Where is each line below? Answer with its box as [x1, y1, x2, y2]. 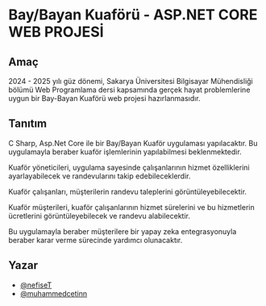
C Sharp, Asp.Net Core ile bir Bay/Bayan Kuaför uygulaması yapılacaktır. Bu [8, 138, 258, 148]
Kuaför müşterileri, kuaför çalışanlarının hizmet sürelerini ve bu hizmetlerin [8, 202, 256, 212]
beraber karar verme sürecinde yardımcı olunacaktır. [8, 235, 183, 245]
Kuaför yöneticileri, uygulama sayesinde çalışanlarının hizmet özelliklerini [8, 162, 250, 172]
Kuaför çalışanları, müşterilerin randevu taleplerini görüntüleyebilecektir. [8, 187, 247, 196]
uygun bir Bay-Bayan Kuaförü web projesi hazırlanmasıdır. [8, 94, 201, 103]
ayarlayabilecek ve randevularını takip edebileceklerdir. [8, 171, 191, 181]
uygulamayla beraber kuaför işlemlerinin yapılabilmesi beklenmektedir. [8, 147, 242, 157]
